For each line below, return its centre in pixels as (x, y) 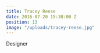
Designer (17, 44)
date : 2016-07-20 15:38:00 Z (41, 17)
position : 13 (22, 22)
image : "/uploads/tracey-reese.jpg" (50, 27)
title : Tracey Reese (31, 11)
